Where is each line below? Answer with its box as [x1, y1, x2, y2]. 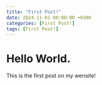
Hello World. [6, 52, 71, 66]
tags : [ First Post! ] [6, 25, 59, 32]
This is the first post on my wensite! [6, 72, 96, 80]
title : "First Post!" [6, 8, 62, 15]
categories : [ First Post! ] [6, 20, 75, 26]
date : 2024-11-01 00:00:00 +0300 [6, 15, 92, 21]
